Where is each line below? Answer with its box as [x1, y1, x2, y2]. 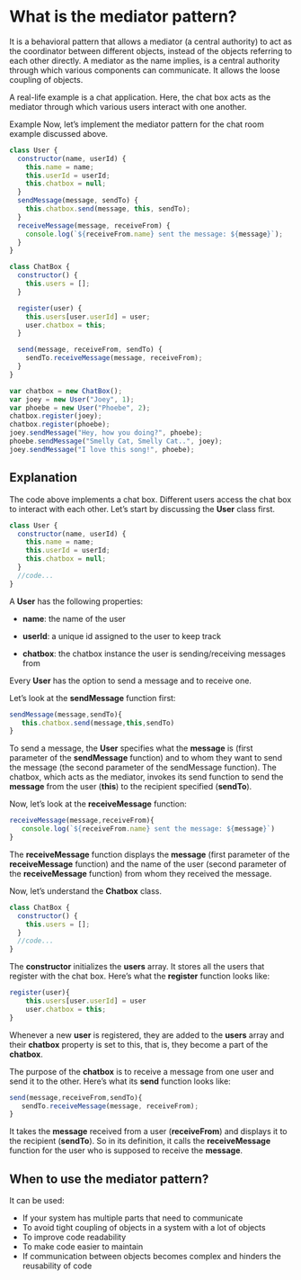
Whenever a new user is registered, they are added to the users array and [9, 1029, 285, 1041]
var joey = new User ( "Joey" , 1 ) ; [9, 394, 135, 404]
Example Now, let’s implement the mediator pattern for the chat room [9, 119, 265, 130]
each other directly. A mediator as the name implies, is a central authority [9, 55, 280, 66]
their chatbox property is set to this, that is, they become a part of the [9, 1039, 269, 1050]
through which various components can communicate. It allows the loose [9, 65, 280, 76]
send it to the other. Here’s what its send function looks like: [9, 1076, 231, 1086]
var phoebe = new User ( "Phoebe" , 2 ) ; [9, 403, 151, 412]
